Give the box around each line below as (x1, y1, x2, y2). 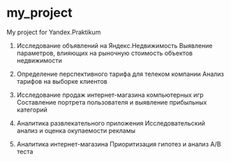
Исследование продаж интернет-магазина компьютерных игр (16, 91, 204, 99)
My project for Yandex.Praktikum (6, 28, 101, 36)
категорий (16, 105, 48, 114)
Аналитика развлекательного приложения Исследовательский (16, 118, 205, 127)
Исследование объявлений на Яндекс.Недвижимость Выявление (16, 41, 213, 49)
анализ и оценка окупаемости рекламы (16, 126, 136, 135)
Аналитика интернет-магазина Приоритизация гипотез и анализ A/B (16, 139, 221, 148)
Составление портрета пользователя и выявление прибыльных (16, 98, 207, 106)
